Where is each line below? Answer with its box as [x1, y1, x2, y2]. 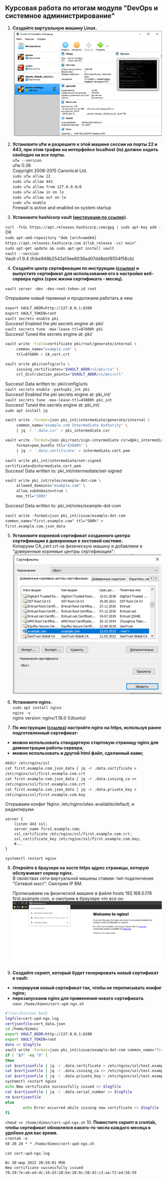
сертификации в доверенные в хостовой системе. [12, 538, 123, 544]
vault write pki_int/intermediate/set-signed [5, 458, 101, 463]
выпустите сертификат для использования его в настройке [12, 271, 143, 276]
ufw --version [12, 158, 42, 163]
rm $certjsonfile [5, 1094, 41, 1099]
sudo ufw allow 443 [12, 179, 53, 184]
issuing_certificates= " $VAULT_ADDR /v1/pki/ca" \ [16, 366, 119, 372]
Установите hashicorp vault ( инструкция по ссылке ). [12, 214, 128, 220]
